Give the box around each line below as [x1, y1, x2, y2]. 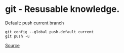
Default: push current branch [5, 20, 64, 26]
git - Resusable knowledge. [5, 3, 120, 15]
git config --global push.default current [5, 29, 94, 34]
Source [5, 42, 20, 48]
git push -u [5, 34, 30, 39]
